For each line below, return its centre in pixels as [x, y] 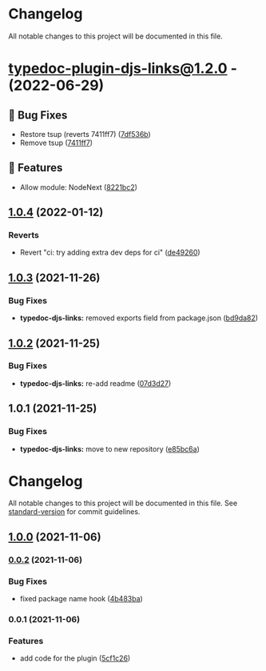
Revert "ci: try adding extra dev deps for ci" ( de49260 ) [110, 252]
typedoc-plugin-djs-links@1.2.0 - [123, 68]
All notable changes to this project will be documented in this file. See [123, 503]
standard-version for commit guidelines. [74, 512]
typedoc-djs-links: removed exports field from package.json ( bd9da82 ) [139, 318]
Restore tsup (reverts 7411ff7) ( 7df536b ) [85, 134]
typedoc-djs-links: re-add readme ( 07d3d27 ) [95, 383]
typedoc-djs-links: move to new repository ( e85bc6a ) [109, 448]
